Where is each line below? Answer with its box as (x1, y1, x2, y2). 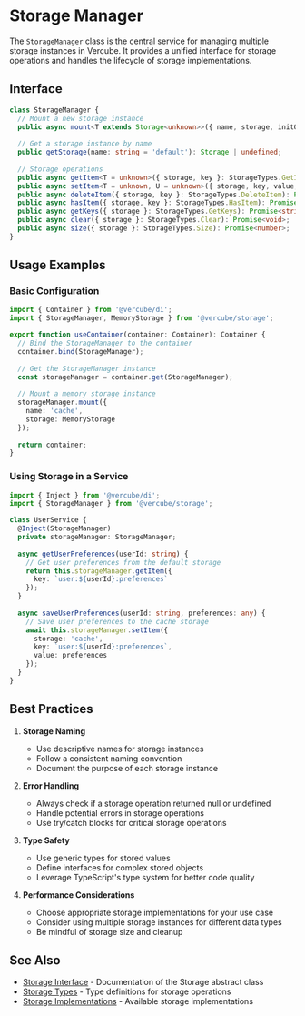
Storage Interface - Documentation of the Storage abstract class (22, 977, 264, 988)
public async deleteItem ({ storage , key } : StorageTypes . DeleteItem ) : (17, 190, 290, 199)
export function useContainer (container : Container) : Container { (9, 330, 266, 339)
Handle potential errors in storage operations (35, 807, 204, 819)
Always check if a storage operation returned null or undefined (35, 798, 271, 809)
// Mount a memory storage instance (17, 389, 156, 398)
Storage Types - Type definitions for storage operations (22, 986, 231, 997)
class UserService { (9, 516, 88, 525)
